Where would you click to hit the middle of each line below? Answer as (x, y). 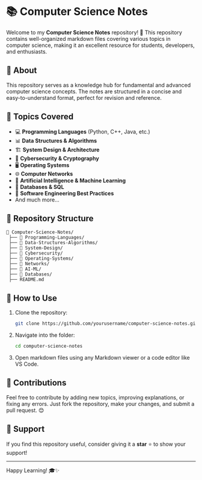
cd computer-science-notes (49, 346)
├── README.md (26, 280)
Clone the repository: (41, 313)
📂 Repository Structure (50, 218)
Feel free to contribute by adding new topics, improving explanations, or (95, 397)
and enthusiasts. (27, 51)
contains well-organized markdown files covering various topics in (89, 38)
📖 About (22, 71)
